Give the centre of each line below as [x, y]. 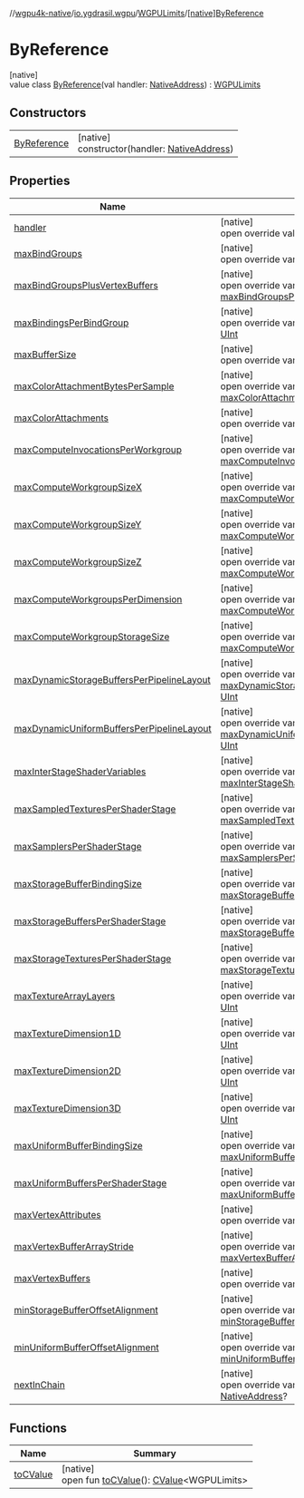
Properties [40, 181]
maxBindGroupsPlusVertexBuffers [86, 285]
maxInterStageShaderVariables [80, 772]
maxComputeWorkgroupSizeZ [78, 561]
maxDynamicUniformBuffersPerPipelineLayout [113, 728]
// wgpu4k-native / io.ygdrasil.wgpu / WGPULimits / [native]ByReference [137, 13]
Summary [155, 1454]
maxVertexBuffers [52, 1278]
